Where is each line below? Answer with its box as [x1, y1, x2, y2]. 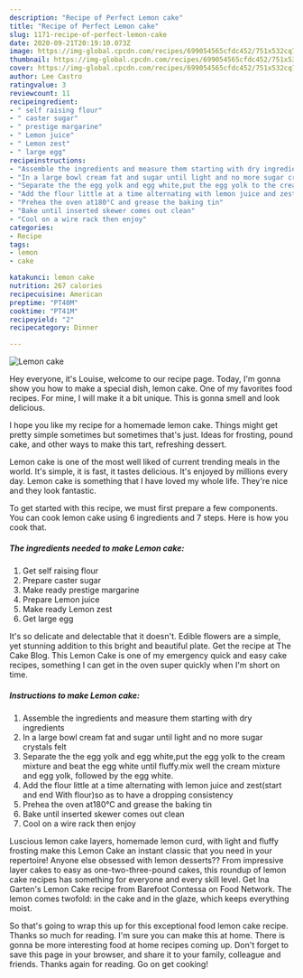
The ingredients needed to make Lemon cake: [9, 543, 185, 554]
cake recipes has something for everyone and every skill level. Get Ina [9, 874, 270, 885]
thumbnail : [9, 55, 50, 64]
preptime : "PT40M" [9, 298, 78, 307]
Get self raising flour [22, 565, 99, 576]
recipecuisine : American [9, 290, 103, 299]
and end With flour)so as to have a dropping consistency [22, 789, 234, 800]
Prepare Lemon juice [22, 594, 100, 605]
